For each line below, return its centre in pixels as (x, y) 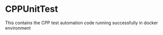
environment (18, 28)
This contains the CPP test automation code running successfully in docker (81, 23)
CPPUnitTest (32, 9)
